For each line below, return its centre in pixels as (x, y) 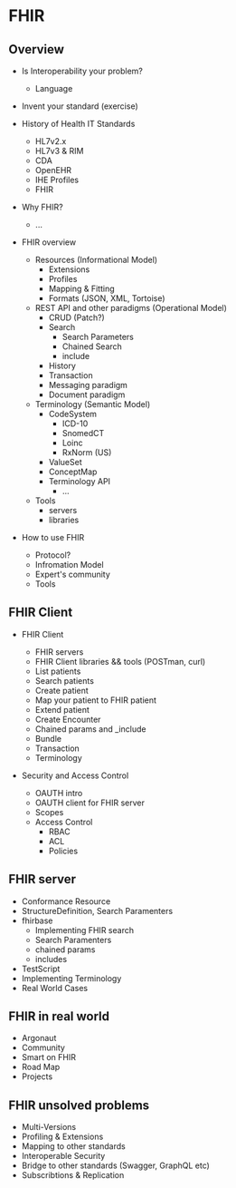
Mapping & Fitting (81, 288)
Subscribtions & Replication (73, 1175)
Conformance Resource (66, 901)
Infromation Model (70, 565)
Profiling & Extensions (62, 1137)
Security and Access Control (75, 775)
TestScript (41, 969)
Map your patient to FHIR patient (96, 700)
